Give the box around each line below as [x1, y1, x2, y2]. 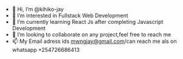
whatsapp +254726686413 [12, 46, 80, 53]
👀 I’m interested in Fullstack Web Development [12, 12, 128, 19]
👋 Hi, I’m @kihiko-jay [12, 6, 64, 13]
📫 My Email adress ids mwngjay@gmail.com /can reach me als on [12, 38, 177, 45]
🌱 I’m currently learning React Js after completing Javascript [12, 18, 164, 25]
